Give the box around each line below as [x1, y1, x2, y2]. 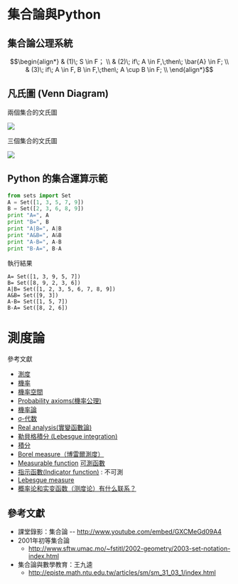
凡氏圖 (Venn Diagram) [7, 88, 109, 100]
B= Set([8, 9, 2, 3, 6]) [7, 279, 81, 286]
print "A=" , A [7, 212, 50, 219]
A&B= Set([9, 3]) [7, 291, 59, 299]
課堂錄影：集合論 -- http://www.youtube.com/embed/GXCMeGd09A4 [17, 528, 222, 536]
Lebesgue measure [17, 476, 75, 484]
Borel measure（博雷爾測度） [17, 450, 104, 459]
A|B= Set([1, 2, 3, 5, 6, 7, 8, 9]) [7, 286, 116, 293]
